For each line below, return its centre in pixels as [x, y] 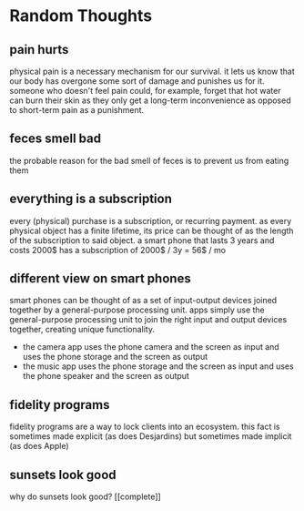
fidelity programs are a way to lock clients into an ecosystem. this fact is [145, 427]
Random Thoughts [81, 16]
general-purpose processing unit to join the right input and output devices [148, 320]
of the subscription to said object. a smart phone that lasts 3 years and [142, 240]
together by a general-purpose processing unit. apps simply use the [137, 310]
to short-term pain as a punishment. [77, 110]
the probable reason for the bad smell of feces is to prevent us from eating [149, 160]
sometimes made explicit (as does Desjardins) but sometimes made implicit [151, 436]
